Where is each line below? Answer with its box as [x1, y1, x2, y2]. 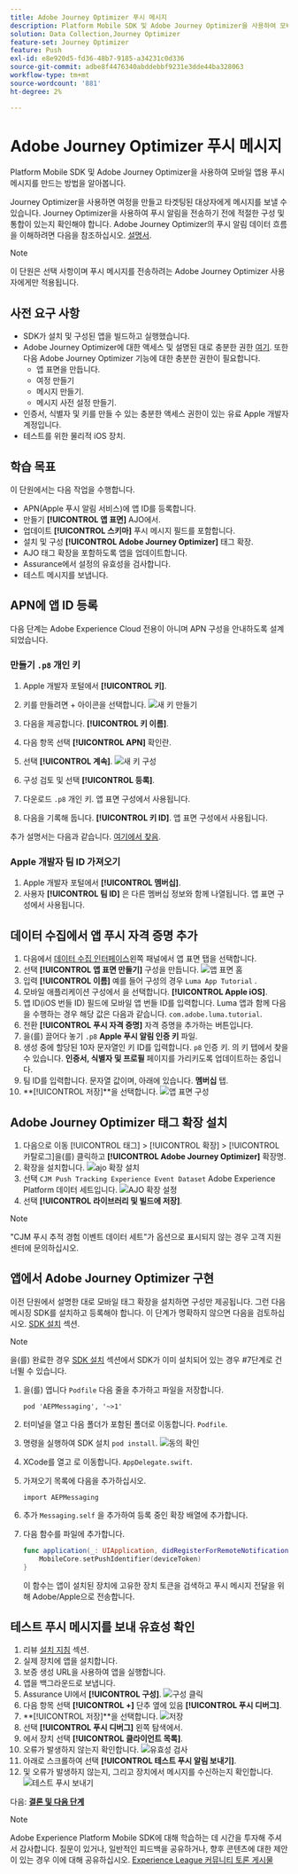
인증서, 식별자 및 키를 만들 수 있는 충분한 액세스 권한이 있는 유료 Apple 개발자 [22, 409, 289, 419]
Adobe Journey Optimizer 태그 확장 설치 [10, 1115, 228, 1130]
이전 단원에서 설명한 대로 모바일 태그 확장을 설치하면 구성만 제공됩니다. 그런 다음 [10, 1296, 287, 1306]
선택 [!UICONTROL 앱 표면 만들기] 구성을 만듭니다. [22, 964, 200, 976]
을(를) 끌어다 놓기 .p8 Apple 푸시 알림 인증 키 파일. [22, 1031, 198, 1042]
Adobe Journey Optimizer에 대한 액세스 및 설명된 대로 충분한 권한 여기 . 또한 [22, 342, 289, 353]
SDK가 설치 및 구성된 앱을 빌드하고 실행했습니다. [22, 331, 190, 341]
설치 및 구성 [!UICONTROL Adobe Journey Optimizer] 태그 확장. [22, 537, 255, 547]
